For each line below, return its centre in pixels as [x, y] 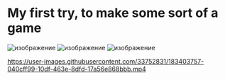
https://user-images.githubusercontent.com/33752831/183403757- [106, 61]
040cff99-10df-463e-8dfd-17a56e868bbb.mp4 [77, 69]
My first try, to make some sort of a [113, 13]
